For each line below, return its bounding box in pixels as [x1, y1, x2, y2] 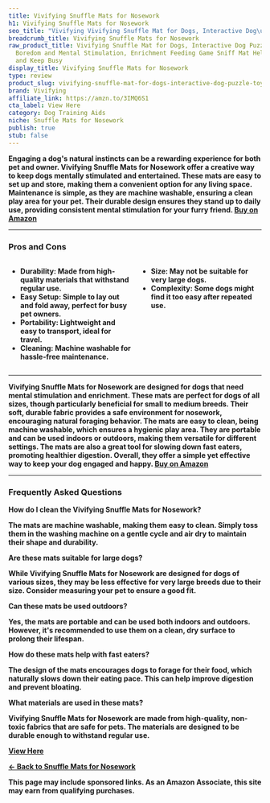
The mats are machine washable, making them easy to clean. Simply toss [8, 521, 259, 530]
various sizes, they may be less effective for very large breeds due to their [8, 577, 261, 587]
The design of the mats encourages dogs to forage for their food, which [8, 665, 252, 675]
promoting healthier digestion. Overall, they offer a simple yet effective [8, 450, 251, 459]
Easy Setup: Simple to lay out [19, 291, 120, 302]
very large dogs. [150, 274, 207, 284]
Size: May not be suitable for [150, 266, 249, 276]
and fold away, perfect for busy [19, 300, 128, 310]
